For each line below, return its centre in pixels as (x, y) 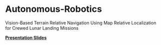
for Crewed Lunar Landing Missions (42, 28)
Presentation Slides (26, 38)
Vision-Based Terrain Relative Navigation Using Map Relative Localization (81, 23)
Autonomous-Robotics (54, 9)
